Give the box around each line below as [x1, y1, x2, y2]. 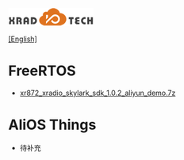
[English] [8, 34, 37, 44]
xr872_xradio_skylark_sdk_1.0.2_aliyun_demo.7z [19, 88, 176, 97]
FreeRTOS [8, 62, 77, 80]
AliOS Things [8, 116, 97, 134]
